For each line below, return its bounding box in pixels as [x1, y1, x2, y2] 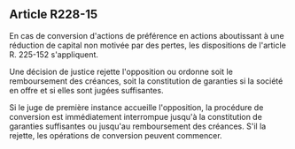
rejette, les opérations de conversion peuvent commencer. [9, 130, 223, 140]
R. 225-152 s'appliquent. [9, 48, 99, 60]
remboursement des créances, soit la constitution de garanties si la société [9, 75, 283, 86]
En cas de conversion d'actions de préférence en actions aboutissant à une [9, 30, 285, 41]
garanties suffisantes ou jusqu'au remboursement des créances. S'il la [9, 121, 267, 131]
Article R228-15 [9, 7, 98, 22]
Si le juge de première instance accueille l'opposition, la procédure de [9, 101, 264, 113]
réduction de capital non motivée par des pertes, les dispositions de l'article [9, 40, 286, 50]
